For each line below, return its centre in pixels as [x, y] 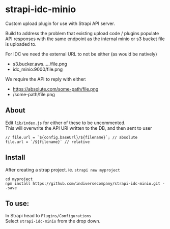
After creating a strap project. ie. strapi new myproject [63, 169]
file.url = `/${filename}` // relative [48, 142]
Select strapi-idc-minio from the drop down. [53, 221]
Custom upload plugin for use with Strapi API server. [60, 23]
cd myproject [19, 179]
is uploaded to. [21, 44]
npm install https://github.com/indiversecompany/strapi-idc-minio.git [83, 183]
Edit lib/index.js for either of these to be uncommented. [65, 123]
